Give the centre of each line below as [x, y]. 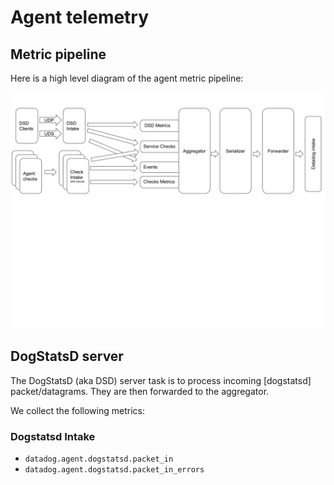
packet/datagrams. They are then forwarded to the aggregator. [140, 391]
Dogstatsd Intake [53, 436]
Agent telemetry [80, 17]
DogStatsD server [67, 356]
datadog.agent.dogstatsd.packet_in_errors [114, 470]
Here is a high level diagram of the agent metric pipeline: [127, 78]
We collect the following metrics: [77, 410]
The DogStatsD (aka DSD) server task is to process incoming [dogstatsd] [161, 380]
